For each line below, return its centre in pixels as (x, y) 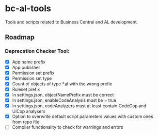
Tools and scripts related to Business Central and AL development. (71, 22)
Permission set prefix (33, 73)
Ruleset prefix (26, 89)
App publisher (26, 67)
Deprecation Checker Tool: (37, 51)
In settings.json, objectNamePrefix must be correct (63, 95)
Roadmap (20, 37)
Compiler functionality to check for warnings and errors (68, 127)
